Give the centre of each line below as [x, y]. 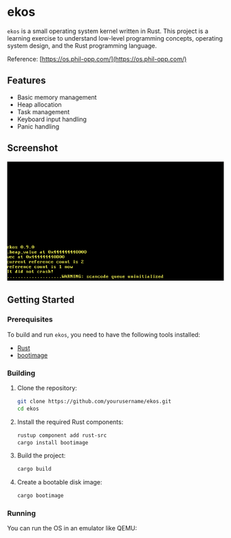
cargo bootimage [40, 496]
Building [21, 373]
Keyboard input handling [52, 119]
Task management [43, 111]
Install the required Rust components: [70, 422]
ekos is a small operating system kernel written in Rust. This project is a [108, 31]
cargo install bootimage [53, 442]
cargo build [34, 469]
